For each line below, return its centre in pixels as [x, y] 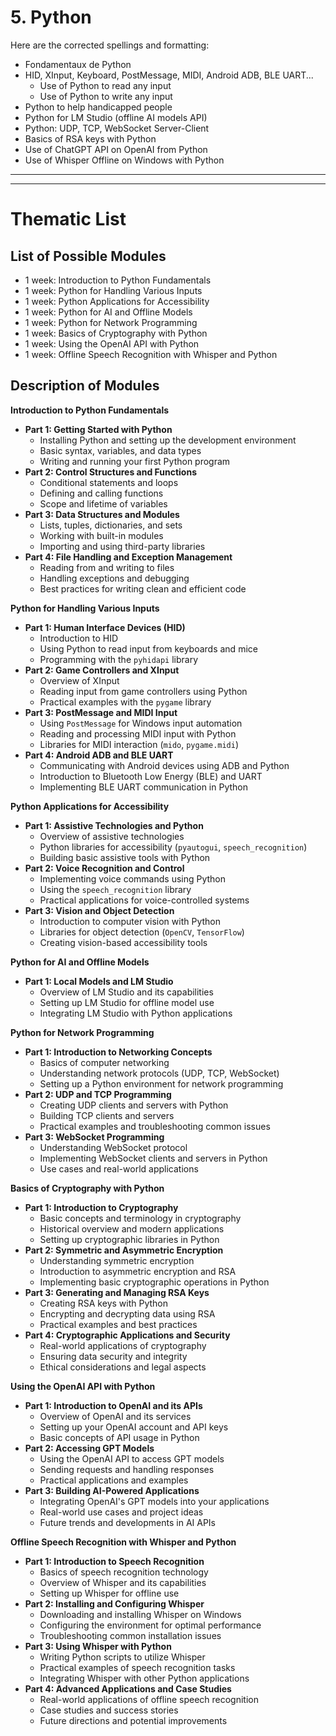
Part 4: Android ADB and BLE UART [99, 755]
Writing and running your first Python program [135, 461]
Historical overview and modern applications [132, 1228]
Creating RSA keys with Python [104, 1303]
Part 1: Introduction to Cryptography [101, 1207]
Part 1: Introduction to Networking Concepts [118, 1052]
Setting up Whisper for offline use [109, 1593]
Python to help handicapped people [98, 107]
